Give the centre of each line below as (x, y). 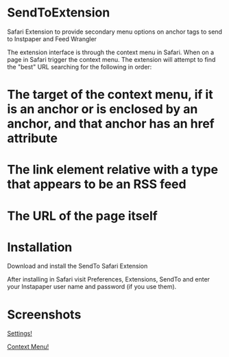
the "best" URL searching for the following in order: (80, 67)
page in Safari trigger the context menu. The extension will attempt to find (111, 59)
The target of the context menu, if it (110, 95)
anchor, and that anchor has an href (111, 124)
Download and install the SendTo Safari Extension (77, 266)
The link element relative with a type (112, 170)
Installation (40, 247)
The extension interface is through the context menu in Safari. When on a (111, 52)
